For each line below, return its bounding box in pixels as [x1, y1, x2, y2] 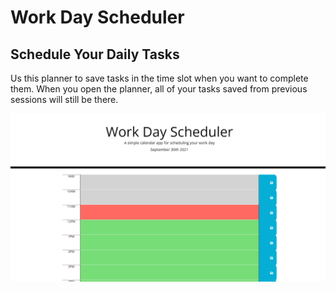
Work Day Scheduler [10, 6, 185, 29]
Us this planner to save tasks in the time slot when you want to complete [10, 72, 309, 84]
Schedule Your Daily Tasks [10, 46, 180, 63]
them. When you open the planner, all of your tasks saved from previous [10, 83, 308, 95]
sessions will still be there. [10, 94, 119, 105]
